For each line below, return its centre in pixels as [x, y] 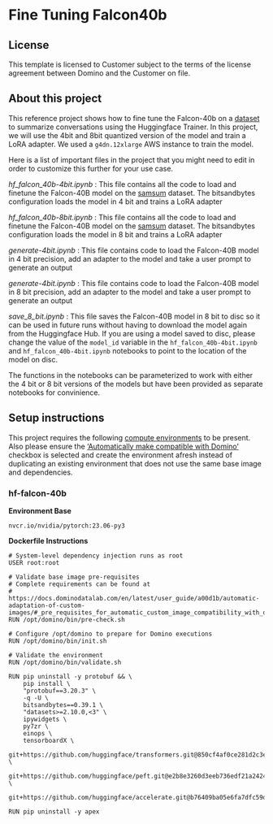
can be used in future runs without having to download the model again [128, 325]
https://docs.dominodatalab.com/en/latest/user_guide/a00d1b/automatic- [134, 598]
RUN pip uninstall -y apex [54, 811]
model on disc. [33, 359]
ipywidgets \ [45, 719]
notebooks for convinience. [54, 392]
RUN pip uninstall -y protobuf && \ [70, 676]
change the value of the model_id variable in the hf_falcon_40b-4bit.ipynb [133, 342]
